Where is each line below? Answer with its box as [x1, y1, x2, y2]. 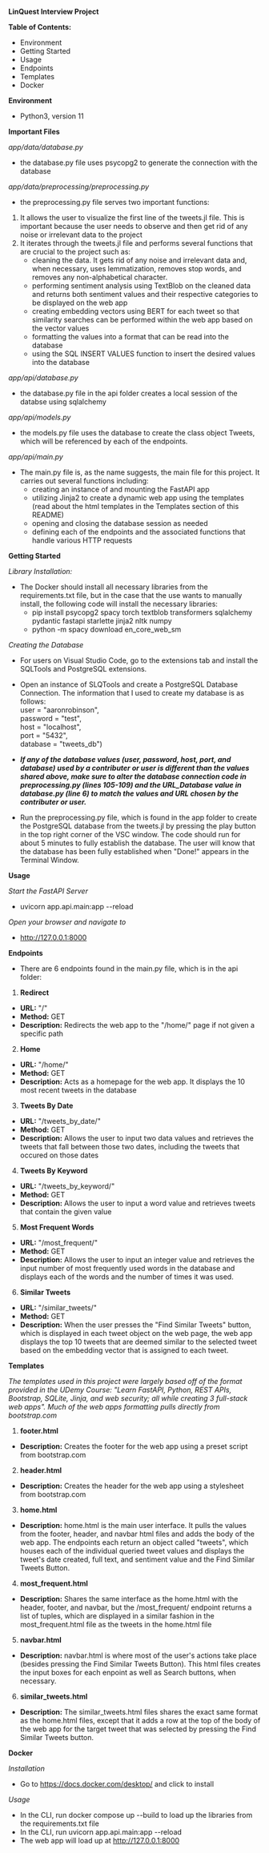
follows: [19, 696, 46, 706]
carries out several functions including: [19, 476, 150, 485]
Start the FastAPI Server [8, 886, 88, 896]
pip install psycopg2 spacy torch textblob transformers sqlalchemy [31, 608, 253, 617]
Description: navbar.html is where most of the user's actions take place [19, 1650, 258, 1660]
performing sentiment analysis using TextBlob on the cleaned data [31, 281, 251, 291]
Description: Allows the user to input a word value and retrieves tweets [19, 1198, 256, 1208]
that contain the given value [19, 1207, 112, 1216]
